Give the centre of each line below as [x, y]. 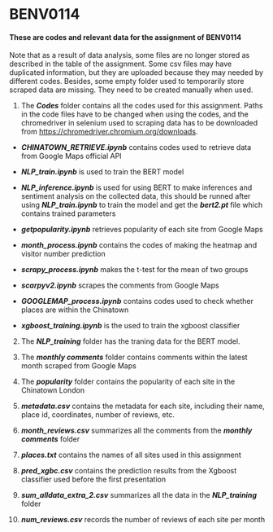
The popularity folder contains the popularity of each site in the [128, 382]
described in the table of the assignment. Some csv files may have [121, 64]
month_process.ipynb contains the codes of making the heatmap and [139, 245]
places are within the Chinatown [75, 310]
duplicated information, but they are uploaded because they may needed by [136, 73]
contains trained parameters [68, 213]
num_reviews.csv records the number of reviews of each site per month [143, 520]
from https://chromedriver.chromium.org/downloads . [109, 132]
